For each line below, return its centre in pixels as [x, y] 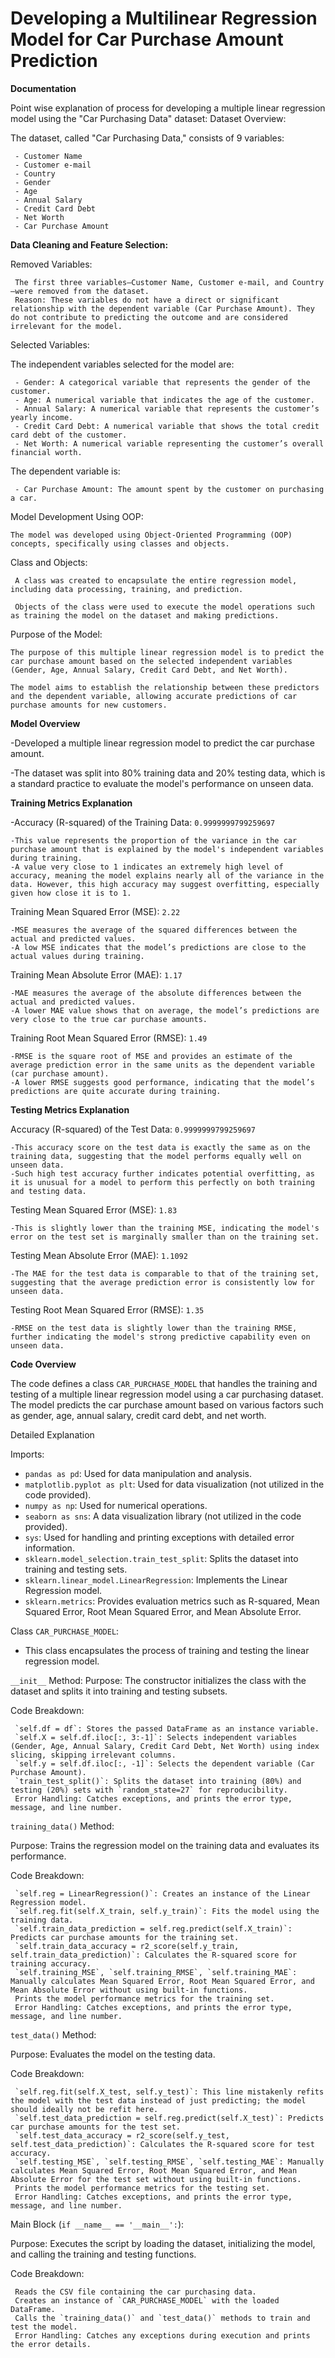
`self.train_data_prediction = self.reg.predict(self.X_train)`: [153, 1928]
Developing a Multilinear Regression [164, 18]
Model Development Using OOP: [77, 516]
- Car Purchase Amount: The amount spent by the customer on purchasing [169, 489]
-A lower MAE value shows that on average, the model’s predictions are [165, 1010]
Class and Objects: [49, 562]
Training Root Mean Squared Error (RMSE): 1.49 [109, 1038]
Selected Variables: [50, 344]
